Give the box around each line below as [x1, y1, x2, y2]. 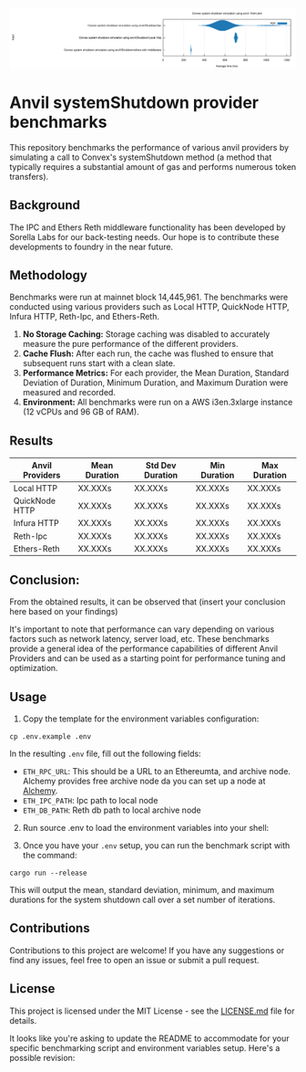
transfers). [9, 171, 49, 182]
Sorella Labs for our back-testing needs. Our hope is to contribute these [9, 231, 280, 242]
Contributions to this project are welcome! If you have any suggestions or [9, 944, 285, 956]
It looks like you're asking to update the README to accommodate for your [9, 1033, 290, 1044]
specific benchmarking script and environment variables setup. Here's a [9, 1042, 280, 1053]
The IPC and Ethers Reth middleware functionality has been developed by [9, 222, 286, 233]
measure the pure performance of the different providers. [22, 339, 239, 350]
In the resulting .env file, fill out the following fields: [9, 748, 202, 760]
